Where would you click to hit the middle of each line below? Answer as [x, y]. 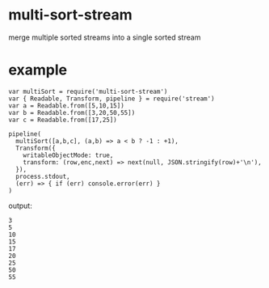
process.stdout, [43, 176]
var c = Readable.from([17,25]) [63, 120]
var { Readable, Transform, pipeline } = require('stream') [112, 99]
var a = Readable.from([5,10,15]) [67, 106]
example [38, 70]
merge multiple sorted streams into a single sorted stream [105, 37]
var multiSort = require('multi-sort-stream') [88, 91]
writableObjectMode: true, [68, 155]
